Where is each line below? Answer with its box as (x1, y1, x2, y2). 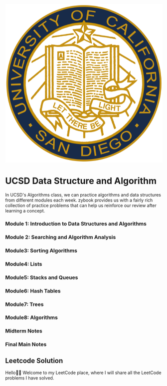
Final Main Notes (5, 341, 47, 348)
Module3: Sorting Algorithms (5, 247, 77, 254)
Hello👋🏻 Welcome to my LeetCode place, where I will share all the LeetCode (5, 369, 162, 376)
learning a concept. (5, 208, 45, 214)
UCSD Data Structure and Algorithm (5, 175, 157, 186)
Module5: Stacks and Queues (5, 274, 78, 281)
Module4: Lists (5, 260, 42, 267)
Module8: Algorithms (5, 314, 58, 321)
